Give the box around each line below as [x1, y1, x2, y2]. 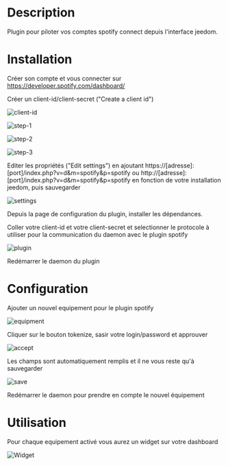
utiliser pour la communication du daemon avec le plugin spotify [7, 230, 188, 238]
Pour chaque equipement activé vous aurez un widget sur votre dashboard [7, 437, 218, 445]
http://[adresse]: [140, 168, 187, 176]
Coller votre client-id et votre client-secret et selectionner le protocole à [7, 223, 210, 231]
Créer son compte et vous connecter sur [7, 74, 122, 82]
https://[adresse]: [144, 161, 194, 170]
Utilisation [7, 415, 66, 430]
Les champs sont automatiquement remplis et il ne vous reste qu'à [7, 357, 195, 365]
